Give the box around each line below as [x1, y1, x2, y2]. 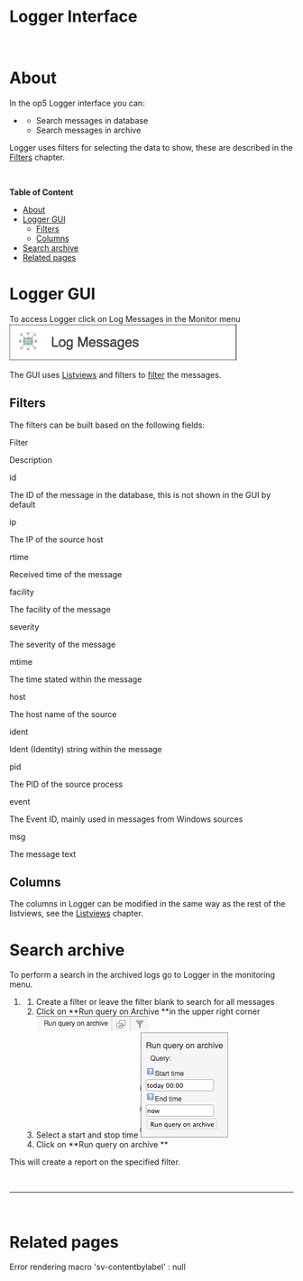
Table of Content [9, 187, 74, 198]
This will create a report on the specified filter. [9, 1157, 180, 1167]
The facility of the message [9, 604, 111, 614]
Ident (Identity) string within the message [9, 743, 162, 754]
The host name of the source [9, 708, 117, 719]
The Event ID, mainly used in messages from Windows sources [9, 814, 243, 825]
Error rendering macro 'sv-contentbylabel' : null [9, 1261, 187, 1273]
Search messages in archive [35, 124, 142, 135]
